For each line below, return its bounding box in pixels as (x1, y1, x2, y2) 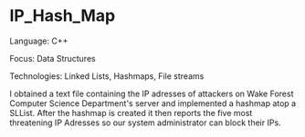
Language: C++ (9, 35, 68, 46)
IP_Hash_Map (9, 5, 116, 26)
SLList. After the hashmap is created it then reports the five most (9, 107, 253, 118)
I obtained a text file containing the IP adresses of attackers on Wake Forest (9, 88, 294, 99)
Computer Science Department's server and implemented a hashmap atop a (9, 97, 297, 109)
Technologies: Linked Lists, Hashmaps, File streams (9, 70, 205, 82)
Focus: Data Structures (9, 53, 96, 64)
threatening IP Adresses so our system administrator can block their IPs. (9, 117, 281, 128)
